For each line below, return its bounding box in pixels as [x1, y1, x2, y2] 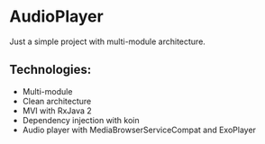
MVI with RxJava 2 [22, 105, 92, 116]
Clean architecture [22, 95, 92, 106]
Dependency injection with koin [22, 114, 140, 125]
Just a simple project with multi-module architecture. [9, 36, 206, 47]
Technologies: [9, 62, 92, 77]
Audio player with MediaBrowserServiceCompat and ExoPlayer [22, 124, 257, 135]
